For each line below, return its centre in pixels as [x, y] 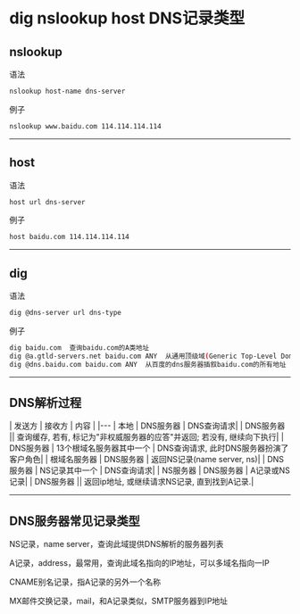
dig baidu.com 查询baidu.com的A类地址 [79, 348]
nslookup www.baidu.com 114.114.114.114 [86, 126]
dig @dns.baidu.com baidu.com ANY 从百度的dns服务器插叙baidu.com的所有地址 [148, 364]
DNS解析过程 [46, 403]
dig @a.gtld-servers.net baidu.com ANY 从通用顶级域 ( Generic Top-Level [143, 356]
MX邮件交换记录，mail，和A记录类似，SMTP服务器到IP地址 [119, 601]
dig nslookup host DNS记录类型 [127, 18]
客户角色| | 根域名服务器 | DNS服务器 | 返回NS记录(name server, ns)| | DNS [146, 460]
